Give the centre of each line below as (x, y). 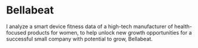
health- (183, 26)
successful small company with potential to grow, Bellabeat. (79, 39)
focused (16, 32)
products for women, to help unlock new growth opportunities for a (110, 32)
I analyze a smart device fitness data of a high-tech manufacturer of (90, 26)
